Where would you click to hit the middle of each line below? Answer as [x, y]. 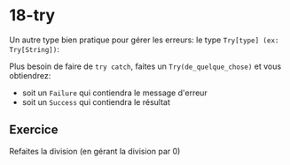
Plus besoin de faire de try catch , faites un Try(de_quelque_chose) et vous [145, 66]
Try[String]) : [34, 49]
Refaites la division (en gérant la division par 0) [95, 151]
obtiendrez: [30, 75]
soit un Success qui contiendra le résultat [96, 101]
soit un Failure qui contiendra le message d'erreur [115, 93]
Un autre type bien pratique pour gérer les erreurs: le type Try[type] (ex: [144, 40]
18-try [32, 15]
